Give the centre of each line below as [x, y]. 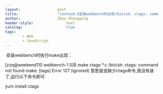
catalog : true [40, 27]
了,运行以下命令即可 [25, 76]
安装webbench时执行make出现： [39, 55]
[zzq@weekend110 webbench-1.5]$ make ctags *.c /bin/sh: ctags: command [82, 65]
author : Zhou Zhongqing [47, 18]
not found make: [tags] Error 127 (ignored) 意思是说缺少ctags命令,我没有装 [80, 70]
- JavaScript [36, 41]
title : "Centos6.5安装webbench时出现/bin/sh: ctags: [76, 14]
